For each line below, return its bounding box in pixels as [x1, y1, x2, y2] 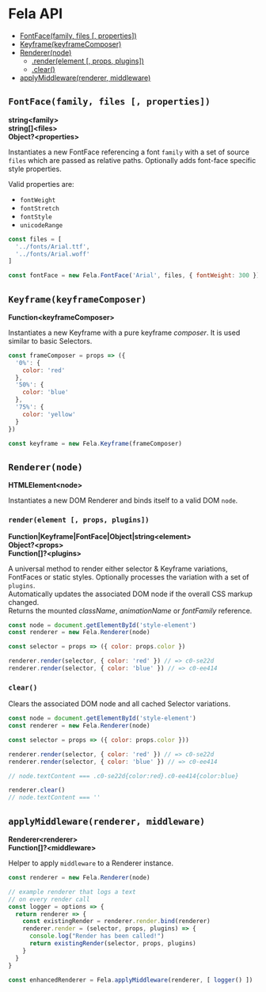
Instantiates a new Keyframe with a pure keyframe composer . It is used [8, 328, 241, 337]
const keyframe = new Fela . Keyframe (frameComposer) [8, 439, 182, 447]
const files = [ [8, 235, 62, 243]
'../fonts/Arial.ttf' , [15, 242, 90, 250]
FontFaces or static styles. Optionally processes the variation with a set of [8, 572, 249, 582]
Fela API [8, 5, 63, 23]
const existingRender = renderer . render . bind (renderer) [22, 918, 211, 925]
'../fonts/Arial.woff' [15, 250, 90, 258]
